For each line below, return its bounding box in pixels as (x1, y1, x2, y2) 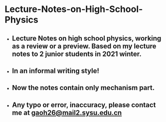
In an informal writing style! (11, 66, 100, 75)
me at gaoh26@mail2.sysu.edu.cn (11, 108, 122, 117)
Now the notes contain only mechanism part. (11, 83, 155, 92)
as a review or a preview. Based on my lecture (11, 41, 157, 50)
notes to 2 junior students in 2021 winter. (11, 49, 142, 58)
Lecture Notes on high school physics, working (11, 34, 162, 42)
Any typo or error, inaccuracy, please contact (11, 100, 156, 109)
